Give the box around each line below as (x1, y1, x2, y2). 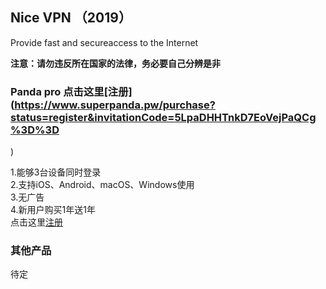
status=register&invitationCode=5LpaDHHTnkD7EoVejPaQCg (10, 110, 317, 124)
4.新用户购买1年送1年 (10, 204, 96, 216)
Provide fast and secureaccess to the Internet (10, 36, 199, 48)
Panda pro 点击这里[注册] (10, 84, 133, 98)
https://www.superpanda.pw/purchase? (14, 98, 216, 112)
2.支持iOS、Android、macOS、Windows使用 (10, 179, 195, 191)
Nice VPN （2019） (10, 9, 132, 27)
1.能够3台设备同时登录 (10, 166, 102, 178)
